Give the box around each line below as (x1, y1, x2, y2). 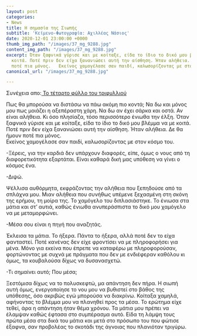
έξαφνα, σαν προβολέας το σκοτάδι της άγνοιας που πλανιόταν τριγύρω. (6, 323, 186, 331)
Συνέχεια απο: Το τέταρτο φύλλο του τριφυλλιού (6, 90, 127, 97)
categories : (6, 14, 35, 20)
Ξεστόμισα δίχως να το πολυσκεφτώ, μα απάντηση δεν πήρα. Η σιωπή (6, 280, 178, 287)
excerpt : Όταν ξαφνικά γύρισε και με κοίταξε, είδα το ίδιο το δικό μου (6, 52, 188, 58)
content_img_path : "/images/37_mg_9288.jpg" (6, 47, 117, 53)
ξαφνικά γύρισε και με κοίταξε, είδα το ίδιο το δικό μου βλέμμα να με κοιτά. (6, 119, 191, 126)
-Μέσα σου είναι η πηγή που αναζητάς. (6, 221, 103, 228)
